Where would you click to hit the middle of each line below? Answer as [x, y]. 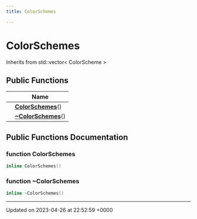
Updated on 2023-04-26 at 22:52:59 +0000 [60, 210]
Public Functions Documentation [67, 137]
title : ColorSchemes [31, 11]
